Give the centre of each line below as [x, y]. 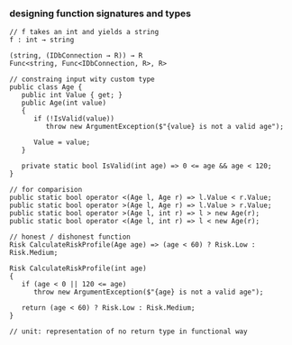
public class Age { [46, 87]
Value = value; [62, 142]
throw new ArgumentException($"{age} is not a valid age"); [148, 292]
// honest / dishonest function [70, 237]
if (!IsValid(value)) [74, 119]
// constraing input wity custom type [82, 79]
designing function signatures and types [100, 14]
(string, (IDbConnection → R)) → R [76, 56]
